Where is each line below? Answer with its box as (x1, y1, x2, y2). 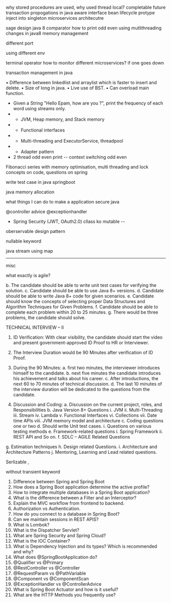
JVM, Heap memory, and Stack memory (20, 116, 105, 122)
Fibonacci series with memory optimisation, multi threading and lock (6, 164, 149, 170)
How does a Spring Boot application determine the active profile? (13, 484, 150, 490)
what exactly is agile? (6, 273, 51, 278)
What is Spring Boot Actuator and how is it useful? (13, 586, 118, 592)
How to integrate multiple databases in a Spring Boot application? (13, 489, 150, 495)
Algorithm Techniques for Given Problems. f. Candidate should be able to (6, 304, 158, 310)
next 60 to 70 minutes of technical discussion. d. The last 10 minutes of (13, 381, 162, 387)
